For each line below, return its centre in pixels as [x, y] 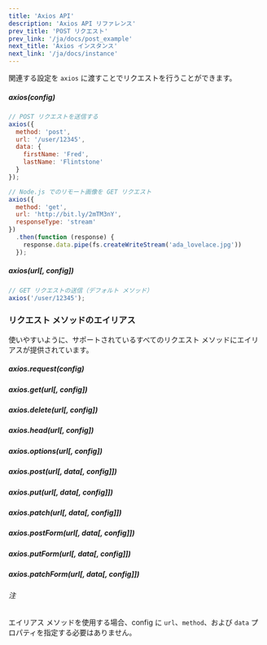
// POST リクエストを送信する [54, 116]
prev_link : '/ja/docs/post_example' [70, 39]
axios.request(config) [46, 369]
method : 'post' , [43, 132]
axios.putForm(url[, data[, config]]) [70, 553]
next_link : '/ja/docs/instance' [63, 54]
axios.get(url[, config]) [48, 389]
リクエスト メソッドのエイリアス [72, 320]
